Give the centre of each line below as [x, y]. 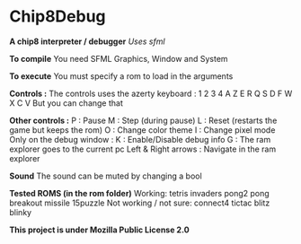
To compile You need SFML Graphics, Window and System [119, 58]
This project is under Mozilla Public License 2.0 [100, 230]
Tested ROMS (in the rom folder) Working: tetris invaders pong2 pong [139, 193]
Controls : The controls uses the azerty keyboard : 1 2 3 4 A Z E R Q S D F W [151, 93]
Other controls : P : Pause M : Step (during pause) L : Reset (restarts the [143, 120]
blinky [21, 212]
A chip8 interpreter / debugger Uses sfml [87, 41]
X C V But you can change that [66, 103]
